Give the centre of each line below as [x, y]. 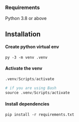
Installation [23, 34]
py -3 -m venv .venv [27, 57]
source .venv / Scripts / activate [38, 92]
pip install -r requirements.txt [40, 114]
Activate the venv [24, 68]
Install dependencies [27, 104]
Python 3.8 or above [26, 18]
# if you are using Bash [31, 88]
